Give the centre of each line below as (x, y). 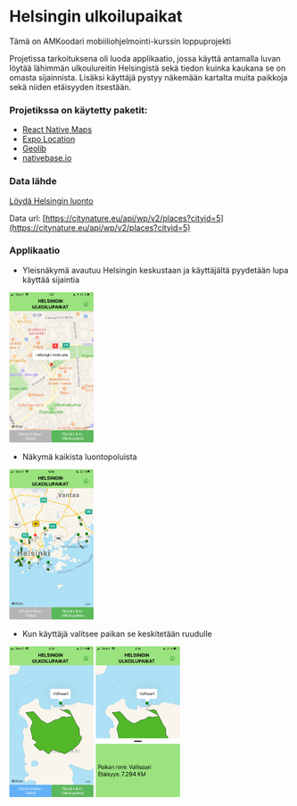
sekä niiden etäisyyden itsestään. (70, 87)
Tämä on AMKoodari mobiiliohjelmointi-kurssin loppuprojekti (120, 41)
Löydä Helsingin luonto (51, 201)
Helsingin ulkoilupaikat (96, 17)
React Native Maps (57, 130)
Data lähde (33, 181)
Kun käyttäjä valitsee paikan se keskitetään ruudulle (117, 634)
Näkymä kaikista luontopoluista (79, 457)
